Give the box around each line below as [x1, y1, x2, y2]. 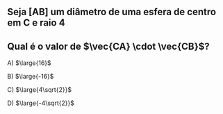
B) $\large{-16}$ [7, 73, 54, 81]
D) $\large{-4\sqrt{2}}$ [7, 99, 75, 107]
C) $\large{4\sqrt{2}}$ [7, 86, 72, 94]
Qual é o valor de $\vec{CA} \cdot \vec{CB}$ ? [7, 40, 210, 52]
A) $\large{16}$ [7, 59, 52, 67]
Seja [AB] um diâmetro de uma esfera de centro [7, 6, 217, 18]
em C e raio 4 [7, 17, 65, 29]
